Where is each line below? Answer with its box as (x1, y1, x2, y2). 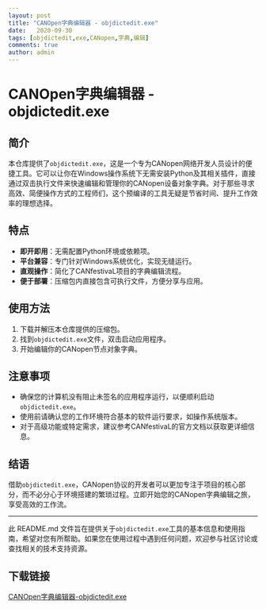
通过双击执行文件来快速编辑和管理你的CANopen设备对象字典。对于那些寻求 (8, 179, 255, 187)
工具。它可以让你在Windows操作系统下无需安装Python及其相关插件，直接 (14, 168, 256, 178)
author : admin (8, 48, 55, 56)
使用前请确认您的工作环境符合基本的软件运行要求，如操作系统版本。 (19, 412, 242, 422)
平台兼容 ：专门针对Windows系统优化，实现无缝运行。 (19, 256, 196, 266)
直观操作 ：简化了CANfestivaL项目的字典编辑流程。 (19, 266, 186, 276)
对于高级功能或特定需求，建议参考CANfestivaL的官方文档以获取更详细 (19, 422, 248, 431)
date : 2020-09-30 (8, 26, 73, 34)
